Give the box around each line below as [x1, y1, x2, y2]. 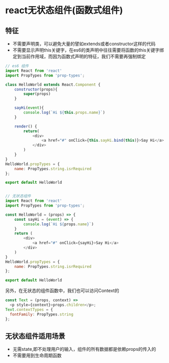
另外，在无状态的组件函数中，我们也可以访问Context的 [5, 288, 119, 294]
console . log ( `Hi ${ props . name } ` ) [23, 221, 94, 227]
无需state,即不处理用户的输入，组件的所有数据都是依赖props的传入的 [12, 346, 156, 352]
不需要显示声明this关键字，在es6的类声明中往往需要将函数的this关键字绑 [12, 47, 164, 53]
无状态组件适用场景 [5, 332, 65, 340]
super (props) [23, 92, 51, 97]
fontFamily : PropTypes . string [10, 312, 73, 317]
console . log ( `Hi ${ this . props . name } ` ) [23, 110, 105, 115]
